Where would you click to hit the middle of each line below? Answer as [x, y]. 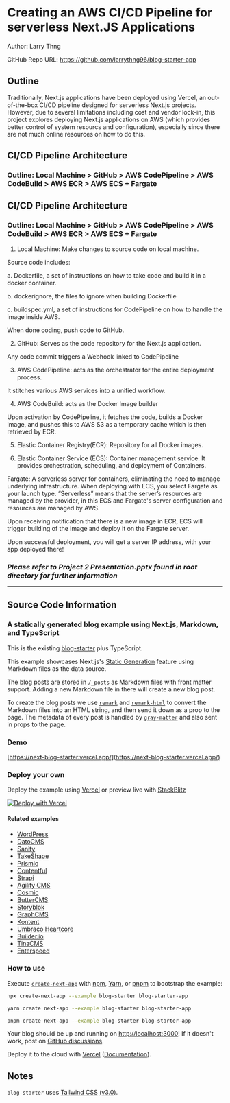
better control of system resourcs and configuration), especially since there [114, 127]
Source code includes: [39, 262]
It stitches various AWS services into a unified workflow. [86, 390]
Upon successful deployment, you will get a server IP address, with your [109, 542]
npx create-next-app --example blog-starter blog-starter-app [98, 996]
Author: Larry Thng [34, 46]
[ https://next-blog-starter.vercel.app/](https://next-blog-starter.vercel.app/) [114, 757]
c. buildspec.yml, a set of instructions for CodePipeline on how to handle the [115, 309]
